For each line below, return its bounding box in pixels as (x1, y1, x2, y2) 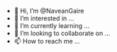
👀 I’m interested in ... (13, 14, 74, 22)
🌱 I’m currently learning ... (13, 22, 90, 30)
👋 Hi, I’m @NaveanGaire (13, 7, 84, 15)
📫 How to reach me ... (13, 37, 80, 45)
